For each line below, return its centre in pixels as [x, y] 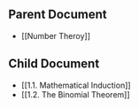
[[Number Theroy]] [55, 35]
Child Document [54, 64]
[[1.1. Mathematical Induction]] [76, 85]
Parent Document [58, 15]
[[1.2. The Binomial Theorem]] [75, 94]
